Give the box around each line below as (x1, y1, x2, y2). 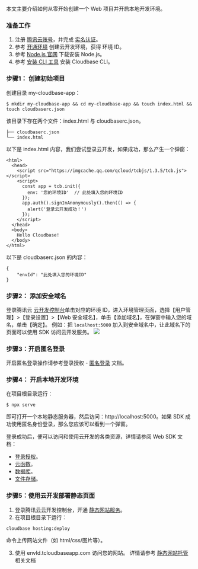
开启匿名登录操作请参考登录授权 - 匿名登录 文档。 (6, 359, 127, 366)
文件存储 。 (14, 475, 41, 482)
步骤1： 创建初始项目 (6, 75, 65, 83)
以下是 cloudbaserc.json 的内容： (6, 254, 88, 261)
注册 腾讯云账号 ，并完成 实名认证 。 (14, 36, 101, 43)
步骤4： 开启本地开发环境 (6, 376, 79, 384)
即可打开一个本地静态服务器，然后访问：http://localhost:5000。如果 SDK (6, 413, 184, 420)
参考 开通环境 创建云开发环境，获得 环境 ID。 (14, 43, 125, 50)
